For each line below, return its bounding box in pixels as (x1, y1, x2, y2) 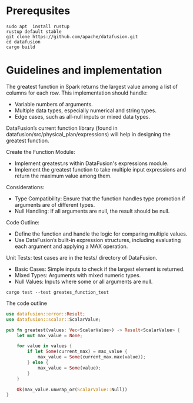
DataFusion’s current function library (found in (6, 125, 118, 132)
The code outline (6, 300, 47, 307)
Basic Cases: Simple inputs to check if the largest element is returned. (14, 266, 185, 273)
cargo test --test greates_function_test (6, 289, 109, 295)
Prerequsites (6, 4, 71, 18)
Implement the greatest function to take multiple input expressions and (14, 166, 187, 173)
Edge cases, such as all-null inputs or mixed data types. (14, 113, 151, 120)
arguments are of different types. (14, 201, 95, 208)
